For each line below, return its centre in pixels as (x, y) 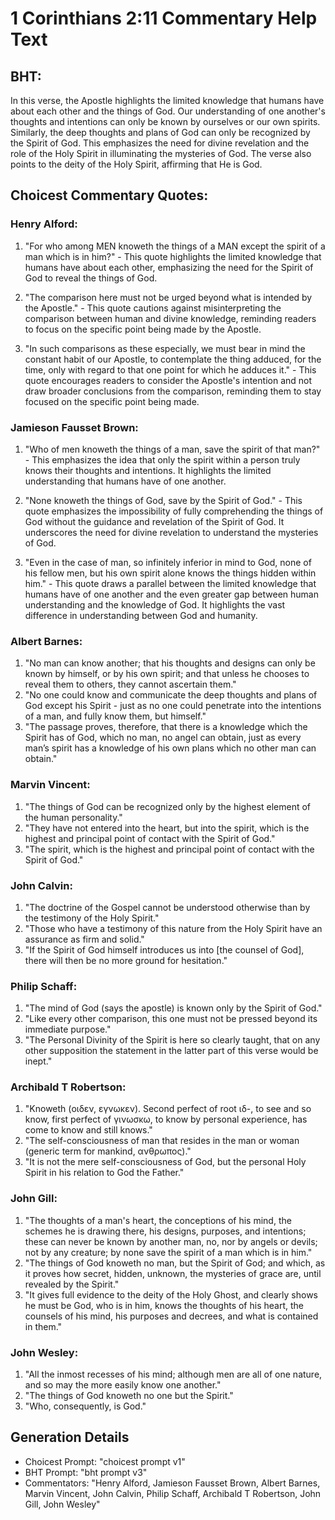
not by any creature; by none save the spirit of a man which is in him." (168, 1252)
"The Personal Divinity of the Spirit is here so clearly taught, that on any (172, 1040)
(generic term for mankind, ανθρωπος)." (108, 1151)
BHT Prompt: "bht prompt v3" (86, 1472)
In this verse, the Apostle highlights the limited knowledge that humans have (167, 100)
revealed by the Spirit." (72, 1284)
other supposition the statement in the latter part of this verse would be (171, 1051)
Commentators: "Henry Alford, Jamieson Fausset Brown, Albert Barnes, (172, 1483)
